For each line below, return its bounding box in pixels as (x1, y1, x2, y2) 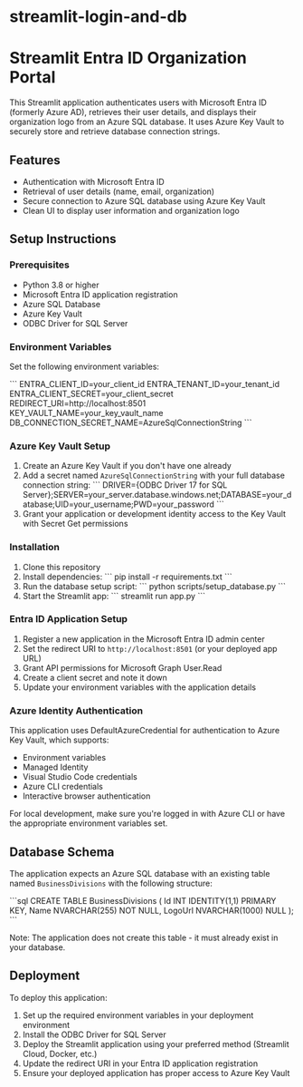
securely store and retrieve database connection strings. (9, 126, 221, 137)
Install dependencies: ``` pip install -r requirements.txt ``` (22, 571, 232, 582)
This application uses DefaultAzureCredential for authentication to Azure (9, 725, 280, 736)
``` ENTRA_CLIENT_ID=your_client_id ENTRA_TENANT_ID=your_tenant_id (9, 378, 280, 389)
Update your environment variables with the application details (22, 682, 256, 693)
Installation (9, 541, 61, 554)
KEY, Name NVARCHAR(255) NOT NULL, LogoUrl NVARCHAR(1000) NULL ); (9, 905, 294, 916)
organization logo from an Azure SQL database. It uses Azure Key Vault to (9, 116, 285, 128)
